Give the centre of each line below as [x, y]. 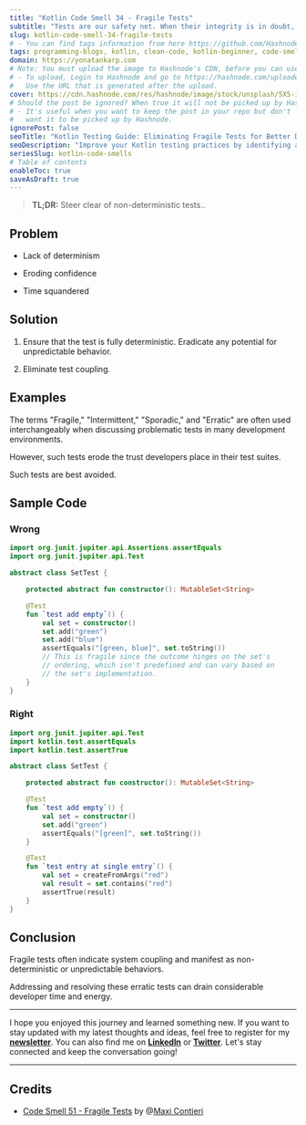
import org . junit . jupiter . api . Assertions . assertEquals [116, 548]
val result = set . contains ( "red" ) [107, 884]
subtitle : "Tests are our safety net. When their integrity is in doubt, [153, 26]
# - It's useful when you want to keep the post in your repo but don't [150, 111]
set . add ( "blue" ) [73, 640]
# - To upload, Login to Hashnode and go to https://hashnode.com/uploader [156, 78]
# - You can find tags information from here [97, 43]
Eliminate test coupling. [66, 369]
